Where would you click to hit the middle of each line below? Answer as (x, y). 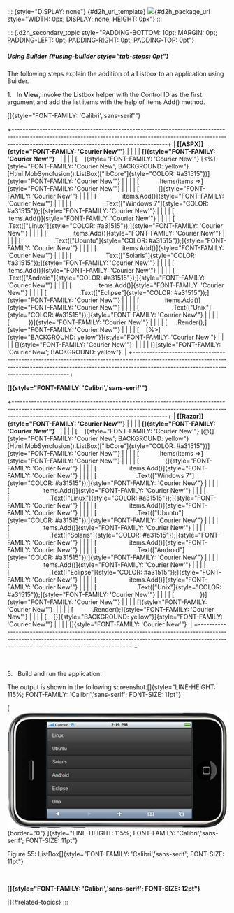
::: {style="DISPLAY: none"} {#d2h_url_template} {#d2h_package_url (109, 12)
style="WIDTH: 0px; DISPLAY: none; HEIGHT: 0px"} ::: (85, 19)
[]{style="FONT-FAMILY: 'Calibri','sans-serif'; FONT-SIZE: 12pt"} (104, 889)
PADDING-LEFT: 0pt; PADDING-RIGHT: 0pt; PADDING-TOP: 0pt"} (101, 40)
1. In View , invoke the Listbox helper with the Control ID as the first (105, 94)
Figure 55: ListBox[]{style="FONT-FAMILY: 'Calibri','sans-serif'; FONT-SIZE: (116, 854)
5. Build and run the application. (55, 673)
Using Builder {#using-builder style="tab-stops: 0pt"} (88, 56)
